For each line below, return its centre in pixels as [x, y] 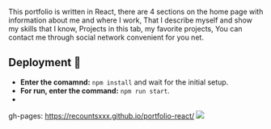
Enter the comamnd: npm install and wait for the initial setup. [124, 82]
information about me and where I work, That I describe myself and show [131, 20]
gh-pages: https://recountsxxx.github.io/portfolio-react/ [102, 115]
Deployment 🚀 [44, 62]
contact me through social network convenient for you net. [106, 37]
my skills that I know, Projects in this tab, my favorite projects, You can [125, 29]
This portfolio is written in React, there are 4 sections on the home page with [136, 12]
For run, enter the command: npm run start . [95, 90]
